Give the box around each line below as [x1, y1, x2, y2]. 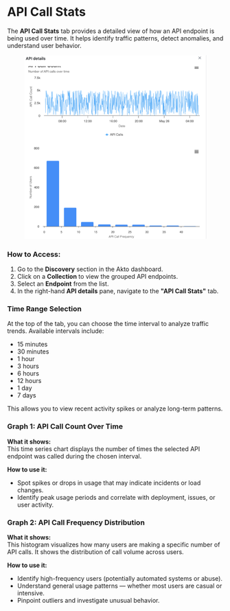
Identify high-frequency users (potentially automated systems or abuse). [16, 574, 223, 582]
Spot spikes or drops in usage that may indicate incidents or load [16, 479, 201, 487]
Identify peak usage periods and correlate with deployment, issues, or [16, 493, 216, 501]
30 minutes [16, 347, 49, 356]
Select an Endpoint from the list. [16, 279, 109, 288]
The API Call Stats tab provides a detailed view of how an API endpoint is [7, 27, 215, 35]
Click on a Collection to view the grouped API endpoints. [16, 272, 179, 280]
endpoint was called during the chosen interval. [7, 452, 142, 460]
